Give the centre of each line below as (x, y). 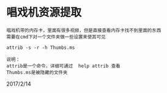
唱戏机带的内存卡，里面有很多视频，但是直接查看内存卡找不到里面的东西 (84, 30)
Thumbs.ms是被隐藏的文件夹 (37, 72)
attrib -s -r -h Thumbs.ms (41, 47)
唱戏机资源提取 (44, 13)
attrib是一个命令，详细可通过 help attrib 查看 (63, 66)
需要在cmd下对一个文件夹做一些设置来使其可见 (56, 37)
